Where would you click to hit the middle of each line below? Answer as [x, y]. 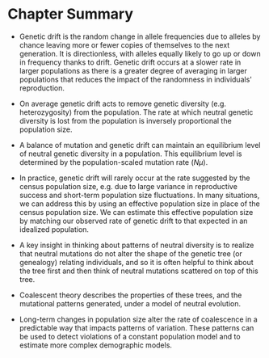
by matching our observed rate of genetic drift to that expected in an [133, 221]
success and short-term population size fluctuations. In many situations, [139, 195]
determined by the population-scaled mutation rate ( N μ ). [113, 162]
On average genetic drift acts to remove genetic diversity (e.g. [123, 103]
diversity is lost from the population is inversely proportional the [125, 120]
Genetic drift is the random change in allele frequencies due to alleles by [140, 36]
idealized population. [54, 229]
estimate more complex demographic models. [96, 345]
